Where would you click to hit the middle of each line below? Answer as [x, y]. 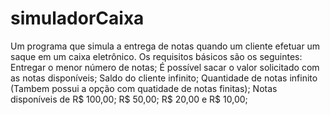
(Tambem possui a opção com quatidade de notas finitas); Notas [144, 88]
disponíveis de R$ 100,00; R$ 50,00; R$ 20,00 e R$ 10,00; [129, 99]
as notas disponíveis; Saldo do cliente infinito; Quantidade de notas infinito [164, 78]
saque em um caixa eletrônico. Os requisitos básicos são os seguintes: [156, 56]
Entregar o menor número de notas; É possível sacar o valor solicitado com [165, 67]
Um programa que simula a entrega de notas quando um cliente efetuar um [165, 46]
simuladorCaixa [77, 18]
